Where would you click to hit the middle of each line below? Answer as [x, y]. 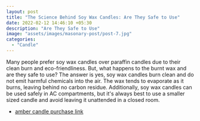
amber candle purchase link [49, 111]
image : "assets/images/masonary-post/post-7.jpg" [69, 34]
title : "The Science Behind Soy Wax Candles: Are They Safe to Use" [93, 17]
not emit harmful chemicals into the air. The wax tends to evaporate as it [95, 80]
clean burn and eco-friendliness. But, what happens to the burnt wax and [96, 68]
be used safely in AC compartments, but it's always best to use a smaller [96, 94]
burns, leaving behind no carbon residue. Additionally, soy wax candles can [99, 87]
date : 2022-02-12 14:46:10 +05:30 [49, 23]
